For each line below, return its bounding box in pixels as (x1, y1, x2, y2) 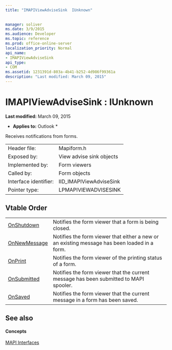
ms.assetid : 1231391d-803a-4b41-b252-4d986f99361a (5, 70, 116, 75)
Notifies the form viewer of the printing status (53, 254, 162, 261)
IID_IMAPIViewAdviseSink (58, 178, 120, 185)
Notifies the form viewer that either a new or (53, 233, 159, 240)
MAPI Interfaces (5, 339, 39, 346)
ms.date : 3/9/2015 (5, 27, 45, 32)
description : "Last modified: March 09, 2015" (5, 74, 106, 79)
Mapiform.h (58, 145, 87, 152)
